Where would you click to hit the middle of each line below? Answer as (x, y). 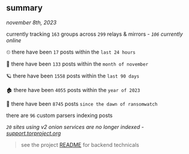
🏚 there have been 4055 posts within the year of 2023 (73, 90)
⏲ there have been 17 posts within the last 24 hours (71, 52)
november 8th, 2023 (31, 22)
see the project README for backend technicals (80, 144)
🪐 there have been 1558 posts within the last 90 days (73, 76)
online (14, 40)
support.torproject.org (33, 133)
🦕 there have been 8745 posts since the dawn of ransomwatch (82, 104)
